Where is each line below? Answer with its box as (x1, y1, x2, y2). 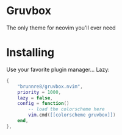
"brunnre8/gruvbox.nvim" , (17, 83, 84, 90)
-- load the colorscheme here (28, 106, 105, 112)
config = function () (17, 101, 70, 107)
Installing (6, 45, 55, 60)
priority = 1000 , (17, 89, 62, 95)
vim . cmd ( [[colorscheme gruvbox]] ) (28, 112, 116, 118)
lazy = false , (17, 94, 53, 101)
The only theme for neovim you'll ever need (6, 24, 116, 31)
